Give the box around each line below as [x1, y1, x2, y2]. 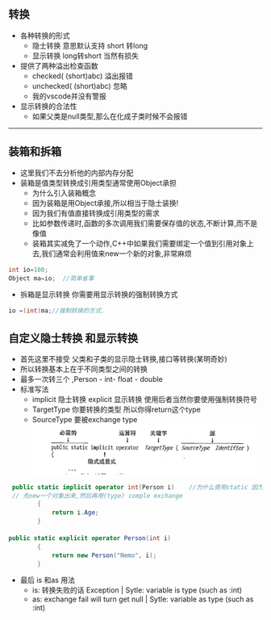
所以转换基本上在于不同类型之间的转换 [19, 364, 148, 374]
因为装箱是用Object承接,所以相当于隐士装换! [31, 198, 179, 207]
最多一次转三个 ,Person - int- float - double [19, 375, 164, 384]
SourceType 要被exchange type [31, 415, 138, 425]
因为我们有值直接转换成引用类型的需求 [31, 208, 160, 218]
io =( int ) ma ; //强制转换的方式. [8, 307, 105, 315]
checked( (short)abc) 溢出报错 [31, 71, 133, 81]
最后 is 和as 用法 [19, 576, 75, 585]
